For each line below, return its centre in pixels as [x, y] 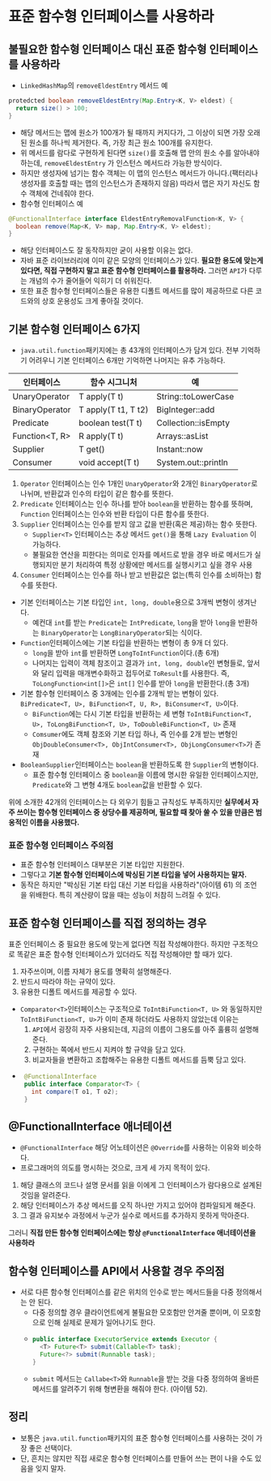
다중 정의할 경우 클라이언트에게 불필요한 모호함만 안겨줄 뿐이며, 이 [136, 1312]
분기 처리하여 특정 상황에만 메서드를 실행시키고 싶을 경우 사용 [157, 565]
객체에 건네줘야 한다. [61, 193]
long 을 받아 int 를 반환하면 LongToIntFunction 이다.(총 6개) [126, 653]
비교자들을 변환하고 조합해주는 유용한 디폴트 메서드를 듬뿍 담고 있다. [139, 1060]
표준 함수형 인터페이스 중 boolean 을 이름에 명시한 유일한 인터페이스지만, [145, 775]
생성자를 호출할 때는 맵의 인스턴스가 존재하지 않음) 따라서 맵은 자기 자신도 [136, 183]
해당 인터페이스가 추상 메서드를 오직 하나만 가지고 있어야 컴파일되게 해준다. [138, 1205]
